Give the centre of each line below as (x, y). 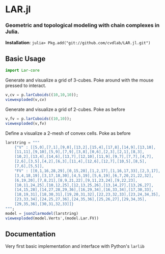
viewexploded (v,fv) (26, 123)
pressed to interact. (26, 86)
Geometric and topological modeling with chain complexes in (82, 25)
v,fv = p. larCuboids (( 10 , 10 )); (38, 119)
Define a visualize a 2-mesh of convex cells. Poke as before (68, 133)
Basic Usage (25, 59)
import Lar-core (22, 70)
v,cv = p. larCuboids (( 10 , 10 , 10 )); (42, 95)
